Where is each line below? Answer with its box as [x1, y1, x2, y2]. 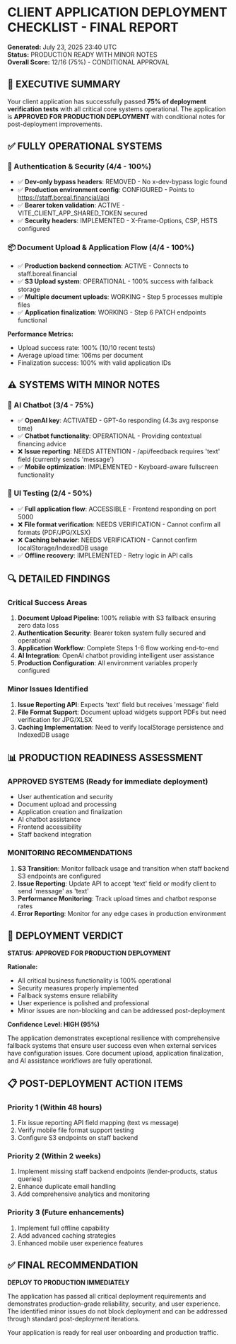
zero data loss [17, 621, 59, 630]
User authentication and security [17, 793, 113, 801]
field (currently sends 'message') [17, 455, 114, 464]
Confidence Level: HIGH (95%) [7, 1020, 100, 1028]
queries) [17, 1175, 42, 1183]
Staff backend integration [17, 830, 92, 839]
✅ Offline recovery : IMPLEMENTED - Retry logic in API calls [17, 550, 193, 560]
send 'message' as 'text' [17, 886, 90, 895]
